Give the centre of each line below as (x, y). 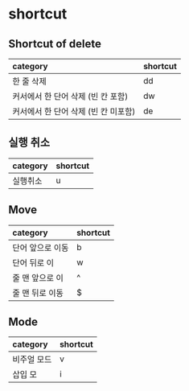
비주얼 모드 (32, 360)
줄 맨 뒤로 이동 (38, 293)
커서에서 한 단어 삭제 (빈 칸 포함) (70, 96)
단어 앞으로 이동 (41, 248)
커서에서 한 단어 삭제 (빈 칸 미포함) (74, 111)
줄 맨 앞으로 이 (38, 278)
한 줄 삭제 (29, 81)
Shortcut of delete (55, 44)
